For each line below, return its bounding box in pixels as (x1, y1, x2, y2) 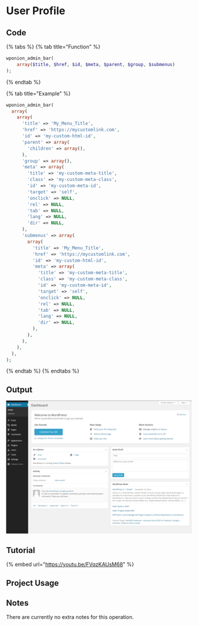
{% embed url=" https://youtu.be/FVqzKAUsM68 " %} (6, 561, 134, 568)
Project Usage (6, 578, 59, 588)
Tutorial (6, 545, 35, 555)
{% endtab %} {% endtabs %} (6, 367, 80, 375)
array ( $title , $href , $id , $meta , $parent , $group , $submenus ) (16, 61, 176, 67)
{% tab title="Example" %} (6, 90, 71, 97)
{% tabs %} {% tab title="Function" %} (6, 43, 101, 50)
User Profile (6, 4, 66, 18)
